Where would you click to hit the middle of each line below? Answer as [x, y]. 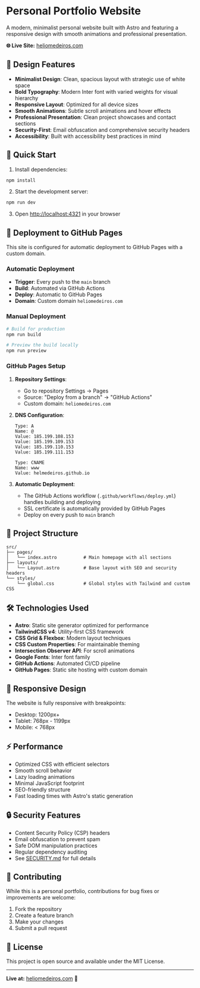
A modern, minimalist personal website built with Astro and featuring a [92, 27]
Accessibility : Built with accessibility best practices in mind [88, 136]
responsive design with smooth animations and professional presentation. [97, 33]
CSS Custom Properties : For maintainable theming [77, 645]
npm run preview [26, 351]
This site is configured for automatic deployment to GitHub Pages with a [94, 247]
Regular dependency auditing [51, 852]
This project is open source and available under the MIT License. [86, 961]
